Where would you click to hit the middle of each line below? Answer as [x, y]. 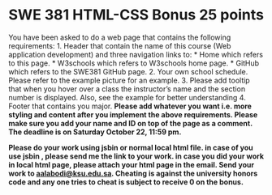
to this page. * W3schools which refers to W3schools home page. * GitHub [134, 63]
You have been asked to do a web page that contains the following [120, 37]
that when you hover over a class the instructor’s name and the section [127, 89]
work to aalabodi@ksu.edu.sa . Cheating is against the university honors [133, 173]
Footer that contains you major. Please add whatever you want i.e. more [130, 106]
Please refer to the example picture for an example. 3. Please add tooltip [129, 80]
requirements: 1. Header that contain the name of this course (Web [120, 45]
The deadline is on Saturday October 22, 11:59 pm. [95, 132]
